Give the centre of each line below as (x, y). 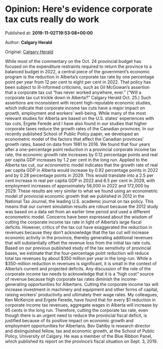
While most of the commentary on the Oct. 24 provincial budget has (73, 61)
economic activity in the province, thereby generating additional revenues (79, 237)
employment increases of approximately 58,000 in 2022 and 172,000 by (77, 185)
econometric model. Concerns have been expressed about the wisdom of (79, 217)
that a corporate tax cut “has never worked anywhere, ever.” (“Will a (73, 92)
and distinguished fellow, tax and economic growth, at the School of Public (80, 331)
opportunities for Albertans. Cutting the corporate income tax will (93, 284)
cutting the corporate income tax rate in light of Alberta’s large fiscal (73, 222)
